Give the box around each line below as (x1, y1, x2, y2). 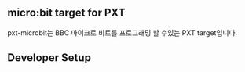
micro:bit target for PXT (7, 6, 126, 20)
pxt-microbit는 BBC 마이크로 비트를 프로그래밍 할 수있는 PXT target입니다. (7, 27, 238, 38)
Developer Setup (7, 51, 92, 65)
